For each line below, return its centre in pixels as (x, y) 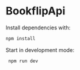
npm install (20, 38)
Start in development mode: (40, 50)
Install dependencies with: (38, 28)
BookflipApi (35, 11)
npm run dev (23, 61)
